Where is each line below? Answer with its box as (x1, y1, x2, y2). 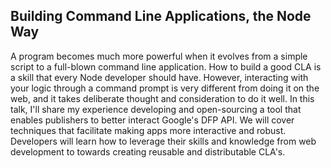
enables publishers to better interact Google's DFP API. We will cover (10, 114, 295, 126)
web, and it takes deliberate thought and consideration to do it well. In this (10, 92, 315, 104)
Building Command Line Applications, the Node (10, 8, 312, 25)
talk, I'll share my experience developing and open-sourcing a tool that (10, 103, 302, 115)
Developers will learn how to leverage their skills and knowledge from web (10, 135, 317, 147)
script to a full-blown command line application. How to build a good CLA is (10, 60, 322, 73)
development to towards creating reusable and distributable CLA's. (10, 145, 286, 158)
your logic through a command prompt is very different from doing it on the (10, 82, 320, 94)
